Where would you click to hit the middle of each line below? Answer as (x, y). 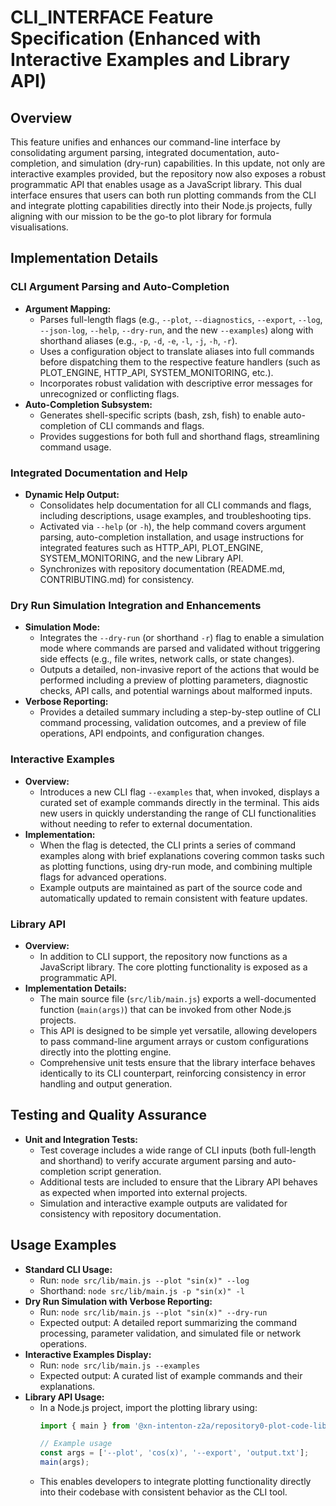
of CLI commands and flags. (146, 425)
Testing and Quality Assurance (108, 1115)
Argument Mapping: (68, 308)
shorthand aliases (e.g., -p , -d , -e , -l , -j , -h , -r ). (138, 340)
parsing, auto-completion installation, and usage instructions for (172, 537)
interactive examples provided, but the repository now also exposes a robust (168, 174)
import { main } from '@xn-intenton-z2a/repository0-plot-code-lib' (185, 1426)
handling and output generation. (106, 1083)
